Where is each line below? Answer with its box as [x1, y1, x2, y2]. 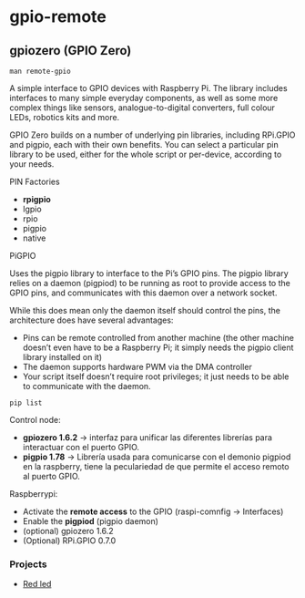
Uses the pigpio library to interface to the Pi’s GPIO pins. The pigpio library [9, 268, 289, 279]
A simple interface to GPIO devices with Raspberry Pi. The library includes [9, 83, 289, 93]
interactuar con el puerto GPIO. [22, 442, 139, 452]
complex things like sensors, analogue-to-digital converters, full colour [9, 102, 276, 113]
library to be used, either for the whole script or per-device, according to [9, 149, 282, 160]
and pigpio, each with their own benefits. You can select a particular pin [9, 139, 280, 149]
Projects [9, 558, 47, 571]
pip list [9, 398, 43, 407]
